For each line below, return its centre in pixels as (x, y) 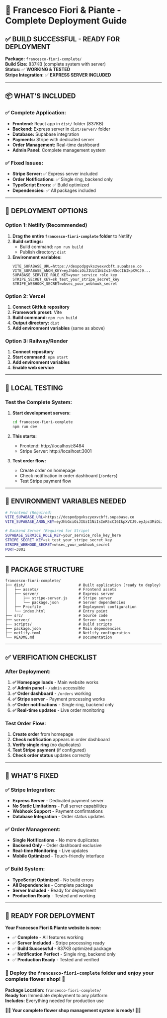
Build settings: (28, 241)
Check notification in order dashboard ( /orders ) (69, 475)
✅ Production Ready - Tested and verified (56, 960)
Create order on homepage (47, 470)
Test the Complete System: (39, 402)
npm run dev (25, 426)
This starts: (25, 436)
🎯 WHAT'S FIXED (32, 776)
